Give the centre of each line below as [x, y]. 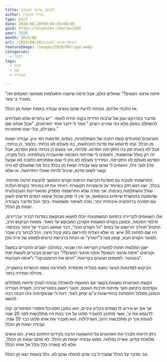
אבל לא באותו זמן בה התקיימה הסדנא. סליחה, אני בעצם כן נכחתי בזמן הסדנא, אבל [82, 149]
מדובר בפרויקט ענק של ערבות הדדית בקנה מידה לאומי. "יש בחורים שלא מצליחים [81, 118]
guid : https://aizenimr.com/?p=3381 [43, 28]
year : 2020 [16, 33]
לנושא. [11, 298]
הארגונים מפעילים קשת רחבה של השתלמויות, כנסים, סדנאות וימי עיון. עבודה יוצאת [82, 138]
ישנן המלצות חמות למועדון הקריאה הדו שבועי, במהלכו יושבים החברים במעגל [77, 247]
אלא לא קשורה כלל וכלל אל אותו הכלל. [41, 344]
